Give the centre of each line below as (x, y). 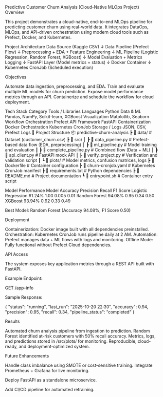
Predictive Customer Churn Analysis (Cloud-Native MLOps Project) (72, 7)
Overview (15, 12)
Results (13, 321)
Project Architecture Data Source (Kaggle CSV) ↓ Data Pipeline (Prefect (77, 47)
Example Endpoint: (24, 278)
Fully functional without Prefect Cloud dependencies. (58, 245)
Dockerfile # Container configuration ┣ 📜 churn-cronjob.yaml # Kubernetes (80, 165)
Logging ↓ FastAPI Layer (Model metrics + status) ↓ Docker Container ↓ (78, 62)
